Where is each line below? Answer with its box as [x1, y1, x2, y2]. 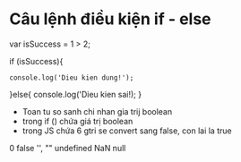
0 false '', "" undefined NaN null [9, 142, 126, 153]
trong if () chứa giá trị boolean [22, 115, 133, 126]
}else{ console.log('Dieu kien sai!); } [9, 89, 142, 99]
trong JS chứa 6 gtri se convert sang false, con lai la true [22, 125, 232, 136]
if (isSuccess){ [9, 55, 64, 66]
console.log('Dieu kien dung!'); [9, 72, 134, 82]
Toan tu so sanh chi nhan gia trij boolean [22, 106, 173, 116]
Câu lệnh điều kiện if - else [9, 9, 212, 30]
